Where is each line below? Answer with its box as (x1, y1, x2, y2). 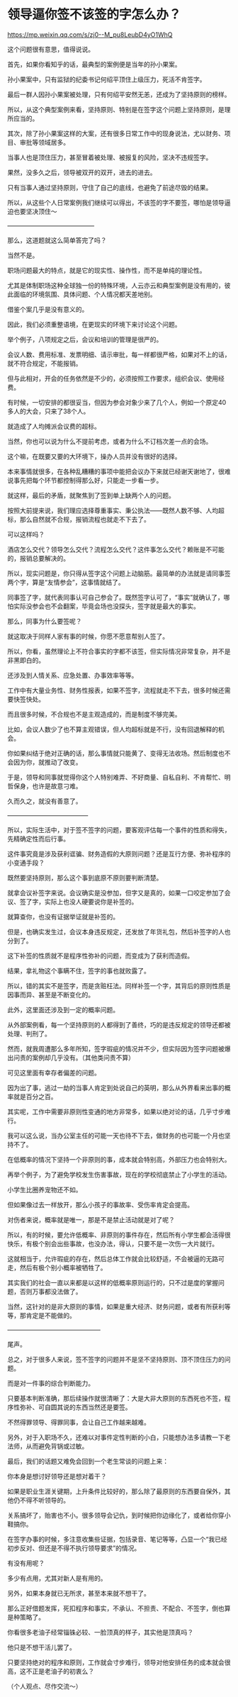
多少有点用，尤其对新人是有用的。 (7, 1574, 107, 1582)
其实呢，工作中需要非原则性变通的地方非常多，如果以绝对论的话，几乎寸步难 (7, 1107, 231, 1116)
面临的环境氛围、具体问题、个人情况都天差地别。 (13, 290, 157, 298)
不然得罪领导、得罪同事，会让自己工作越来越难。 (7, 1418, 150, 1426)
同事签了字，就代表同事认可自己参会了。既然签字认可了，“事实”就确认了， (7, 593, 225, 601)
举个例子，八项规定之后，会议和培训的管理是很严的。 (7, 335, 163, 344)
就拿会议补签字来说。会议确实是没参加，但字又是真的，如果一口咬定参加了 (7, 888, 225, 897)
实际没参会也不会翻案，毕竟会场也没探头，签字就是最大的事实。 (13, 602, 200, 610)
